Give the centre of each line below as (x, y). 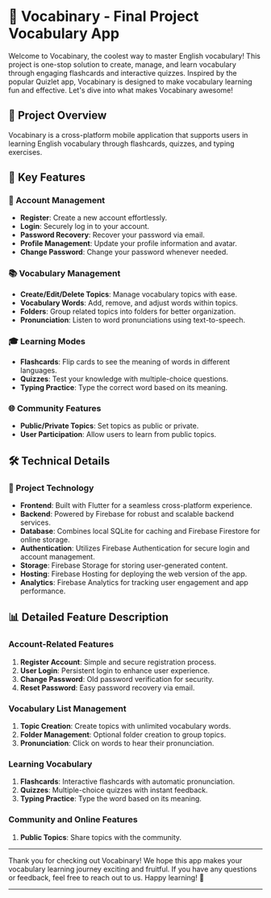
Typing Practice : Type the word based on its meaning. (110, 799)
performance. (43, 591)
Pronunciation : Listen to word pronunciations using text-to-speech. (133, 320)
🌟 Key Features (47, 178)
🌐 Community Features (55, 408)
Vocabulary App (64, 33)
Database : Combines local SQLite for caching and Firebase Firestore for (140, 531)
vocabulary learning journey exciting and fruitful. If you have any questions (133, 869)
